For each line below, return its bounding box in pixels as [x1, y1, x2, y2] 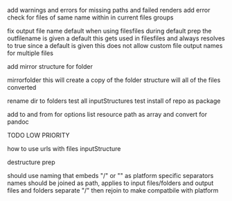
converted [7, 83, 37, 91]
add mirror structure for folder [7, 63, 93, 70]
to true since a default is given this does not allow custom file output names [7, 42, 223, 49]
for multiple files [7, 49, 54, 57]
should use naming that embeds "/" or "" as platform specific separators [7, 172, 214, 179]
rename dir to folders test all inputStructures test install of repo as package [7, 97, 221, 105]
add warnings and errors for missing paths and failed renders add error [7, 6, 211, 14]
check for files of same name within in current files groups [7, 13, 174, 22]
